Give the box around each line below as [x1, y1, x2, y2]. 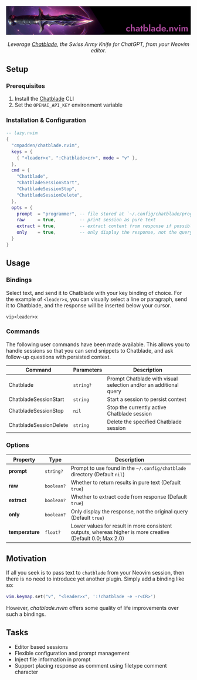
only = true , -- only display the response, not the [16, 230, 177, 235]
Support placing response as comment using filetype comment [14, 662, 167, 669]
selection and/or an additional [107, 381, 179, 388]
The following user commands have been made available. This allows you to [6, 341, 191, 348]
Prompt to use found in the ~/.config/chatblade [70, 465, 186, 472]
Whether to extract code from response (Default [70, 493, 188, 500]
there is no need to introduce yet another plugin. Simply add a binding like [6, 575, 185, 582]
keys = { [11, 148, 33, 155]
